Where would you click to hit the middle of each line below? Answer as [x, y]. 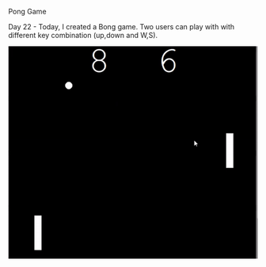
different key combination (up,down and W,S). [83, 35]
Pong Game [27, 11]
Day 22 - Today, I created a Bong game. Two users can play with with [122, 27]
